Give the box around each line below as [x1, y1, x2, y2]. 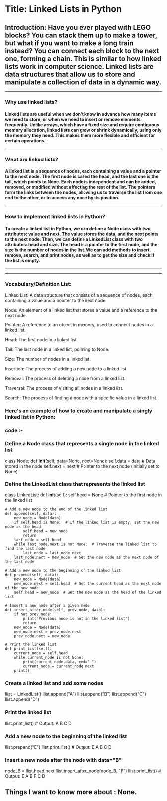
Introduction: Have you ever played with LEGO [5, 23, 151, 32]
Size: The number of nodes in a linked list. [5, 356, 91, 362]
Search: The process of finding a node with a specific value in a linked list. [5, 395, 158, 401]
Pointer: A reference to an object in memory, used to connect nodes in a [5, 321, 153, 327]
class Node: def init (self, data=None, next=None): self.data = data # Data [5, 458, 156, 464]
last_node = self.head [14, 537, 61, 543]
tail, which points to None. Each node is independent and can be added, [5, 178, 156, 185]
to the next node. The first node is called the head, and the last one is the [5, 173, 159, 179]
